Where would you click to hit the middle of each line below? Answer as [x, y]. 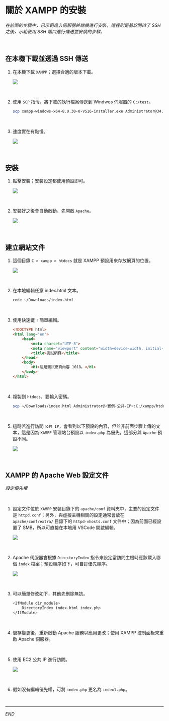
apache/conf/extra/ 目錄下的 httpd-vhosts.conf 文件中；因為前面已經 [85, 521]
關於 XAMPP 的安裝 [46, 10]
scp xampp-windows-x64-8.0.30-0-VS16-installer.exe [68, 111]
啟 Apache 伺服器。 [33, 639]
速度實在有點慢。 [30, 131]
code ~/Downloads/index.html [43, 300]
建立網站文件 [25, 247]
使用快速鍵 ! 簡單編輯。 [37, 320]
